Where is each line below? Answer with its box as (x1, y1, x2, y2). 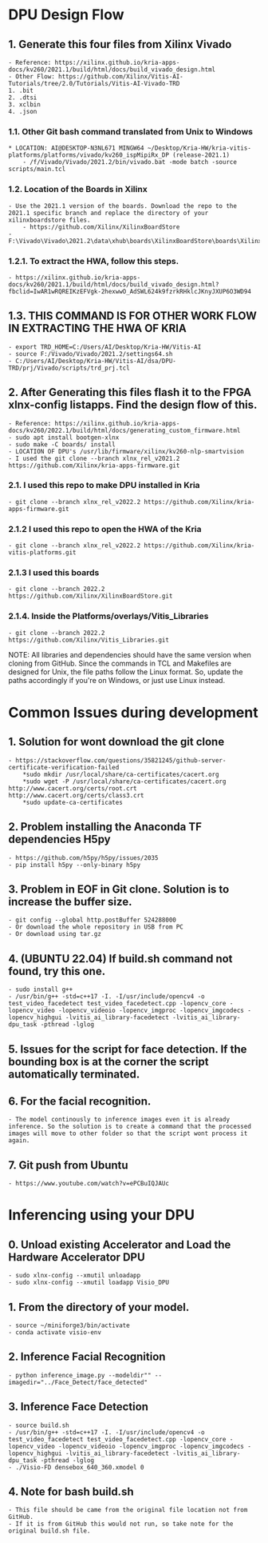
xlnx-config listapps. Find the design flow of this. (8, 398, 258, 412)
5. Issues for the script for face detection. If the (8, 1042, 247, 1056)
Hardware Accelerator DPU (8, 1250, 145, 1264)
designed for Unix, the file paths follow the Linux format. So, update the (8, 666, 243, 677)
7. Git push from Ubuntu (8, 1158, 129, 1172)
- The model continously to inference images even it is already (8, 1116, 230, 1124)
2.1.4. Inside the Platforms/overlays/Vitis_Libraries (8, 610, 209, 622)
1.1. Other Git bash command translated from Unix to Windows (8, 126, 254, 137)
